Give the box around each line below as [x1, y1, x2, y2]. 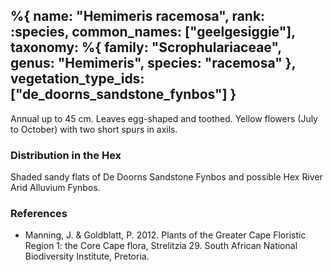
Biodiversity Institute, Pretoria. [24, 250, 150, 263]
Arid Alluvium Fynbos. [10, 182, 101, 194]
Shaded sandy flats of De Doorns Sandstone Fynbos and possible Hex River [10, 171, 323, 183]
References [10, 207, 68, 221]
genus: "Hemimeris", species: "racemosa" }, [10, 55, 297, 72]
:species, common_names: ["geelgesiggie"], [10, 24, 296, 41]
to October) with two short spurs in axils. [10, 123, 178, 135]
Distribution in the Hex [10, 148, 122, 162]
